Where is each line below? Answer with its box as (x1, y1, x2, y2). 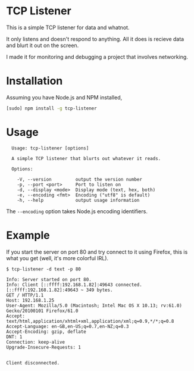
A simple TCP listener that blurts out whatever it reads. (11, 155, 161, 161)
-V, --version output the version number (17, 176, 143, 182)
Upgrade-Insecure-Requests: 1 (6, 344, 82, 350)
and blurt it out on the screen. (6, 42, 79, 49)
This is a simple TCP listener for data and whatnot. (6, 24, 130, 31)
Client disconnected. (6, 360, 60, 366)
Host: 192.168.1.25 (6, 297, 55, 303)
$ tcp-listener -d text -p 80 (6, 266, 82, 272)
